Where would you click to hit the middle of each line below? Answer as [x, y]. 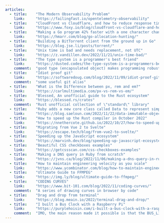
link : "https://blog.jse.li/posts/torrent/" [64, 46]
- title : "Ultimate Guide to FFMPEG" [51, 173]
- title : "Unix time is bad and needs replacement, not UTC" [76, 50]
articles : [15, 9]
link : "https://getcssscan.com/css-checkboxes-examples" [77, 150]
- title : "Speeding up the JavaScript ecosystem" [64, 136]
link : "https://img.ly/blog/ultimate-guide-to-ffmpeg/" [76, 177]
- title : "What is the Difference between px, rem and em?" [75, 86]
